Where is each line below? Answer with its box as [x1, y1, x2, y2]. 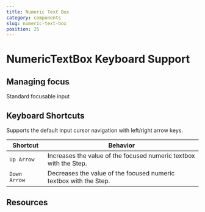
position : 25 [6, 26, 40, 32]
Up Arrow [9, 156, 35, 163]
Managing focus [6, 76, 70, 87]
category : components [6, 15, 62, 21]
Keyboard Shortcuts [6, 111, 85, 121]
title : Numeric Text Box [6, 9, 70, 15]
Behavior [108, 141, 135, 150]
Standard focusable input [6, 93, 70, 100]
